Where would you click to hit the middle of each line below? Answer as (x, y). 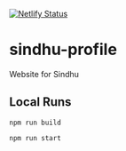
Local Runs (40, 102)
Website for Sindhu (44, 74)
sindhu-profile (63, 50)
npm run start (35, 138)
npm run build (35, 123)
